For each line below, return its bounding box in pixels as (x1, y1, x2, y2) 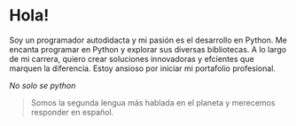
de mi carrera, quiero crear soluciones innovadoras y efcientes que (9, 53, 254, 64)
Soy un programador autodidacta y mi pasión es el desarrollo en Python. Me (9, 35, 288, 45)
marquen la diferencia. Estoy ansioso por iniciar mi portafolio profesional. (9, 63, 277, 74)
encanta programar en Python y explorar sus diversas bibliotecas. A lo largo (9, 43, 286, 54)
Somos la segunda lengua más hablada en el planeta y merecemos (30, 97, 276, 107)
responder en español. (30, 106, 114, 117)
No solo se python (9, 80, 76, 91)
